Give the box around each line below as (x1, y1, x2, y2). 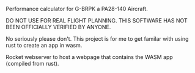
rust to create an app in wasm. (6, 42, 83, 49)
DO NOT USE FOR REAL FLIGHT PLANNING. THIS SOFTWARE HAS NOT (6, 17, 188, 24)
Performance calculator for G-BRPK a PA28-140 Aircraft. (6, 5, 148, 12)
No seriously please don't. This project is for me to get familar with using (6, 35, 189, 42)
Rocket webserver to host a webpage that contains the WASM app (6, 54, 174, 60)
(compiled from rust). (6, 60, 59, 67)
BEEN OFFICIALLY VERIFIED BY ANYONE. (6, 24, 111, 30)
